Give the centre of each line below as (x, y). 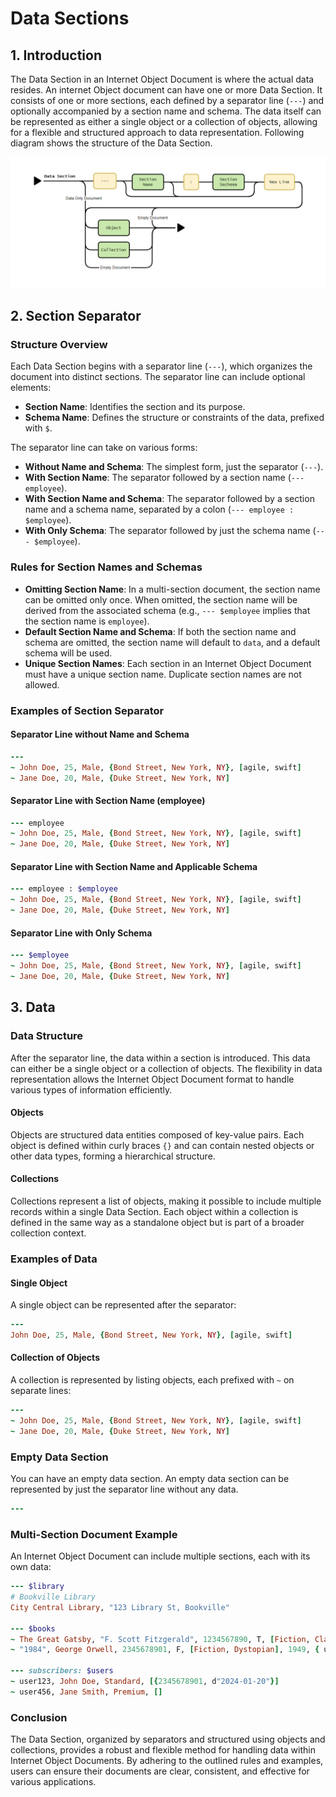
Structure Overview (59, 344)
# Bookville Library (53, 1597)
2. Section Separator (76, 316)
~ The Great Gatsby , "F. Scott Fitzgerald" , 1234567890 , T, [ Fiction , (160, 1639)
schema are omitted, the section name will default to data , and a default (172, 642)
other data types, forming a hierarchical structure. (113, 1156)
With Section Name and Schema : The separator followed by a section (169, 499)
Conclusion (39, 1717)
